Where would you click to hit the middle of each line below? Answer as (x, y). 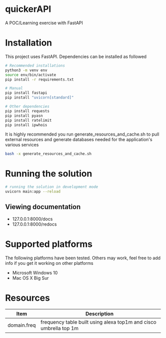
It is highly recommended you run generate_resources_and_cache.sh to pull (82, 134)
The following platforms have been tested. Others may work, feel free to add (83, 258)
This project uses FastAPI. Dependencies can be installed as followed (76, 56)
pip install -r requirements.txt (40, 79)
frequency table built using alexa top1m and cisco (98, 322)
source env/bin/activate (31, 75)
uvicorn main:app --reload (33, 192)
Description (100, 314)
